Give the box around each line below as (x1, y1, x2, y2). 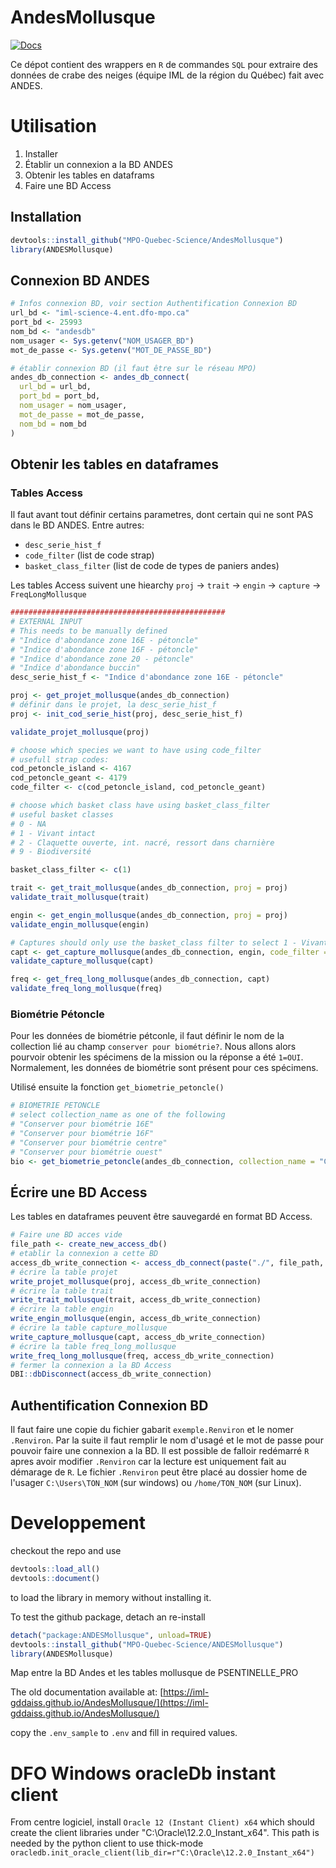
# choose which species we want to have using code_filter (10, 745, 262, 755)
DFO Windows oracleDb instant (10, 1762, 277, 1785)
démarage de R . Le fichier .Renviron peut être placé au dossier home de (10, 1466, 308, 1478)
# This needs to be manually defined (10, 626, 168, 636)
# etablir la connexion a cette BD (10, 1249, 159, 1259)
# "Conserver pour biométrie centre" (10, 1137, 168, 1148)
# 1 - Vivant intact (10, 828, 97, 838)
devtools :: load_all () (10, 1564, 101, 1575)
